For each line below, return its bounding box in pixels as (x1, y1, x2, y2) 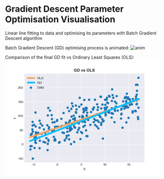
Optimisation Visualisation (5, 14, 115, 25)
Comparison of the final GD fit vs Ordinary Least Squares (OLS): (5, 54, 135, 60)
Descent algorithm (5, 35, 43, 41)
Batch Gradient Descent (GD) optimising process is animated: (5, 45, 130, 51)
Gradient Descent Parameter (5, 3, 124, 15)
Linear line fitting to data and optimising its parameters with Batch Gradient (5, 30, 157, 36)
